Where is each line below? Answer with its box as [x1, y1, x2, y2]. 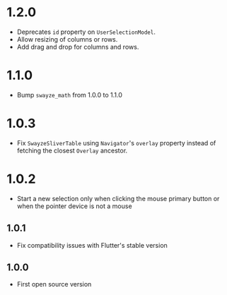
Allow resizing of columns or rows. [16, 35, 118, 43]
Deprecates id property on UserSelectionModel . [16, 28, 156, 36]
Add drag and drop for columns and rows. [16, 42, 139, 51]
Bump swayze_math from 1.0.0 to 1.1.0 [16, 90, 123, 99]
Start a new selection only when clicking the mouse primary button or [16, 194, 220, 203]
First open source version [16, 280, 92, 289]
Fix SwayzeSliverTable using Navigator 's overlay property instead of [16, 138, 216, 147]
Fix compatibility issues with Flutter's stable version [16, 241, 168, 249]
